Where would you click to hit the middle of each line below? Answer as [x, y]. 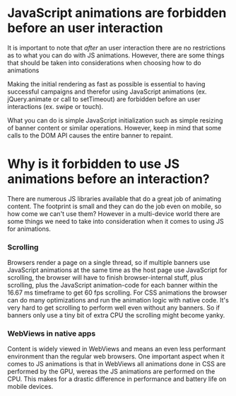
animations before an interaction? [108, 179]
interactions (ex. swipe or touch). [55, 106]
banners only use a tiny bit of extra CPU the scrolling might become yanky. [116, 315]
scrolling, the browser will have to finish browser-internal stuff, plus [105, 278]
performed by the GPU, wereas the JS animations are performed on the [111, 372]
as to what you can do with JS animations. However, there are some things [116, 55]
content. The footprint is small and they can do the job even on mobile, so [114, 206]
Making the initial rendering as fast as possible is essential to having [106, 84]
